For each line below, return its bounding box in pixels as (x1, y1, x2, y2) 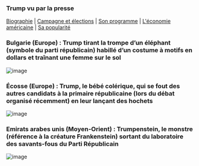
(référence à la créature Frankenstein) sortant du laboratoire (6, 132, 184, 141)
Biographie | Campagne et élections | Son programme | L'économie (6, 18, 171, 25)
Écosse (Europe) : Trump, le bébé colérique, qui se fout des (6, 82, 180, 90)
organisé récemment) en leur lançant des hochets (6, 97, 153, 105)
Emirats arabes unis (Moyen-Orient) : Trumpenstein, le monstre (6, 124, 193, 133)
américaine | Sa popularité (6, 24, 71, 31)
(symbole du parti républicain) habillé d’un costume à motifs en (6, 46, 193, 55)
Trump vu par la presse (6, 4, 74, 12)
